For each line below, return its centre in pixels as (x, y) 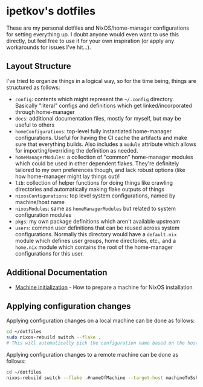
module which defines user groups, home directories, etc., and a (95, 240)
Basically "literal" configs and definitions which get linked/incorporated (103, 105)
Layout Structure (39, 66)
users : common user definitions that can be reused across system (97, 228)
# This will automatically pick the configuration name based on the (96, 343)
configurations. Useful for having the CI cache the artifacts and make (101, 137)
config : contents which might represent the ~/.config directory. (94, 99)
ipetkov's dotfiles (51, 11)
